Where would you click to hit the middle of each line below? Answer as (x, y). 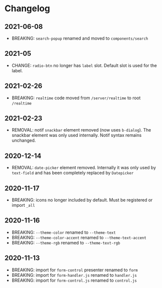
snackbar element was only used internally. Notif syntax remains (77, 135)
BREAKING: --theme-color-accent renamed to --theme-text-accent (79, 237)
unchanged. (24, 140)
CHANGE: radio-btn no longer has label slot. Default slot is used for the (84, 65)
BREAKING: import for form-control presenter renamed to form (75, 270)
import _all (23, 205)
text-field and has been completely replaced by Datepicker (72, 173)
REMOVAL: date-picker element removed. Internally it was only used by (84, 168)
